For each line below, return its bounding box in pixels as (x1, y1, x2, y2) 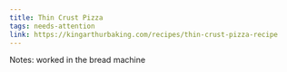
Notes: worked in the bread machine (9, 55, 146, 66)
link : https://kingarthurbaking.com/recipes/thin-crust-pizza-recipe (9, 30, 279, 39)
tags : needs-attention (9, 22, 95, 31)
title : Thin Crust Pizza (9, 13, 104, 22)
